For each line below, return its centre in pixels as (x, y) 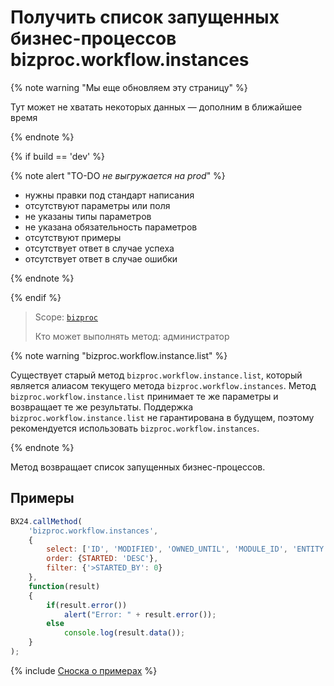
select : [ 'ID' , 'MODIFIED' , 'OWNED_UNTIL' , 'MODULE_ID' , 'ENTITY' (187, 549)
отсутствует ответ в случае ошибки (101, 258)
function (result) (64, 586)
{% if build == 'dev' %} (57, 156)
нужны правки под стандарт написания (109, 195)
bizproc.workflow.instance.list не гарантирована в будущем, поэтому (162, 417)
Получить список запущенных (145, 17)
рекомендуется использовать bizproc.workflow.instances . (135, 428)
